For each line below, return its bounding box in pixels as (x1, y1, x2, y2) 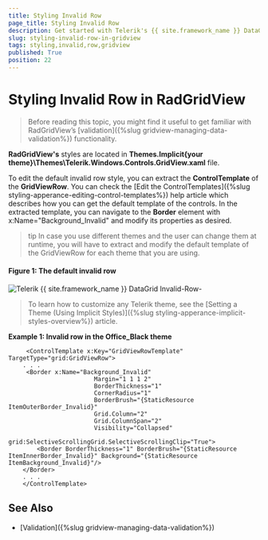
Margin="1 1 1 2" (93, 376, 152, 384)
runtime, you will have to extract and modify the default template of (27, 239, 250, 249)
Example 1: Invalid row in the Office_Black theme (8, 332, 172, 341)
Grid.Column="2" (93, 410, 148, 419)
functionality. (74, 133, 117, 144)
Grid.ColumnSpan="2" (93, 417, 162, 425)
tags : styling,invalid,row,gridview (8, 41, 130, 49)
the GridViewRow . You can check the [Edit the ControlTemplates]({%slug (8, 181, 250, 191)
